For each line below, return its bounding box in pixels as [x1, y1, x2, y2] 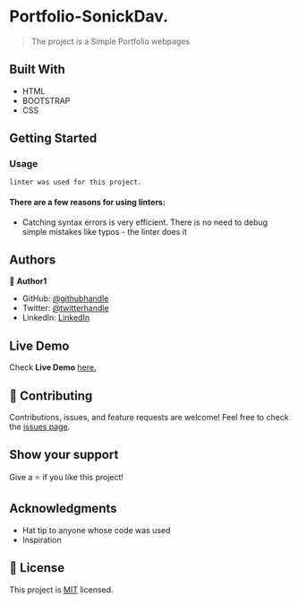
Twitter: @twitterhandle [21, 303, 109, 314]
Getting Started [9, 131, 98, 146]
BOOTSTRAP [21, 95, 71, 106]
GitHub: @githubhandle [21, 293, 109, 304]
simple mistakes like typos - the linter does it [21, 226, 188, 237]
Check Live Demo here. [9, 362, 97, 373]
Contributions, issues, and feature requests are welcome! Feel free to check [9, 412, 289, 423]
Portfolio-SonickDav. [9, 6, 168, 27]
